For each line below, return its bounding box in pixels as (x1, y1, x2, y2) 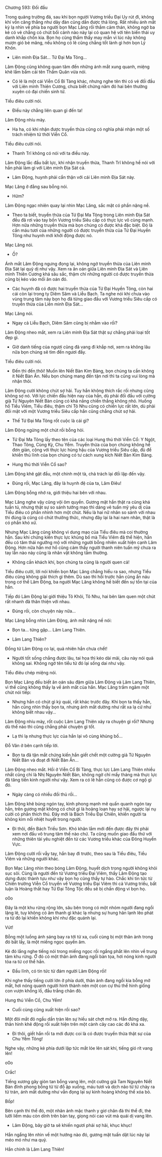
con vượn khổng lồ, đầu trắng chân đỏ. (5, 988, 82, 993)
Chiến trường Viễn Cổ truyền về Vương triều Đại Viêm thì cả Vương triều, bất (5, 881, 157, 886)
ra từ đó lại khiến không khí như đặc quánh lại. (5, 915, 97, 920)
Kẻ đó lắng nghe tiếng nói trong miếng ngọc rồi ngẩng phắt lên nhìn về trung (5, 949, 157, 954)
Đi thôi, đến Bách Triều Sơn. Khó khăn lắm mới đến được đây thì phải (12, 826, 149, 832)
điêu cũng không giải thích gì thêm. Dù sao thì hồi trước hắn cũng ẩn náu (5, 574, 150, 579)
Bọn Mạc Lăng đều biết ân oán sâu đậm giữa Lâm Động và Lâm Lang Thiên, (5, 679, 156, 685)
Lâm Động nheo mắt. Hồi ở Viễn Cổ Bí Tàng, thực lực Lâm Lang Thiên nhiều (5, 766, 156, 772)
